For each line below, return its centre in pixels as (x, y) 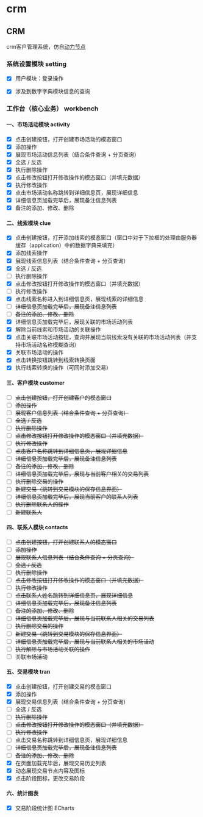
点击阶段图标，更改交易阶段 (50, 778)
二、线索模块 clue (29, 223)
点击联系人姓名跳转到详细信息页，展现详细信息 (74, 596)
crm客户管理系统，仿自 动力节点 (46, 47)
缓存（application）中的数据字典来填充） (66, 245)
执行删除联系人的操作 (42, 504)
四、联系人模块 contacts (37, 527)
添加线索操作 (31, 253)
